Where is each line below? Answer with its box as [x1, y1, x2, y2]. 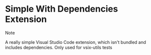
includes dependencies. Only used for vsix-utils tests [5, 44, 113, 50]
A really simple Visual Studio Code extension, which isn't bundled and [5, 39, 146, 45]
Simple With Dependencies [5, 3, 118, 15]
